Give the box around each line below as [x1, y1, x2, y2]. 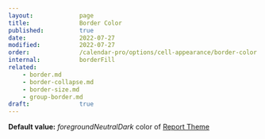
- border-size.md [22, 85, 80, 94]
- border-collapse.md [22, 78, 94, 86]
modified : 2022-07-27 [8, 41, 115, 49]
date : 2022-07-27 [8, 33, 115, 42]
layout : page [8, 11, 94, 20]
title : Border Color [8, 19, 123, 27]
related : [8, 64, 37, 71]
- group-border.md [22, 93, 83, 101]
